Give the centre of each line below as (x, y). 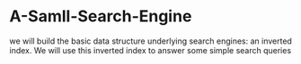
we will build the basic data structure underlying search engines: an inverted (150, 41)
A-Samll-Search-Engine (101, 16)
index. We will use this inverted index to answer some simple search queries (150, 50)
